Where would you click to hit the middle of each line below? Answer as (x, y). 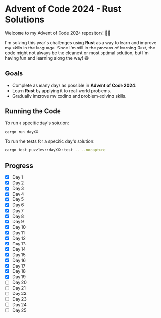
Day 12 (19, 238)
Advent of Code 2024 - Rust (63, 9)
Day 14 (19, 249)
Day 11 (19, 232)
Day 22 (19, 294)
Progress (19, 165)
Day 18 (19, 271)
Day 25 (19, 310)
